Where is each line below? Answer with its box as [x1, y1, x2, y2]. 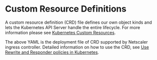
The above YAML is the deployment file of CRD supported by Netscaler [5, 39, 148, 45]
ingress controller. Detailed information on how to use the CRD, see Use [5, 44, 149, 50]
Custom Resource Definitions [5, 3, 127, 15]
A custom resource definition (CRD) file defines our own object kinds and [5, 19, 152, 25]
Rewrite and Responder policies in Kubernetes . [5, 49, 99, 55]
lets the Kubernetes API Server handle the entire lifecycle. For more [5, 24, 140, 30]
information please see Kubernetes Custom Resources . [5, 30, 116, 35]
